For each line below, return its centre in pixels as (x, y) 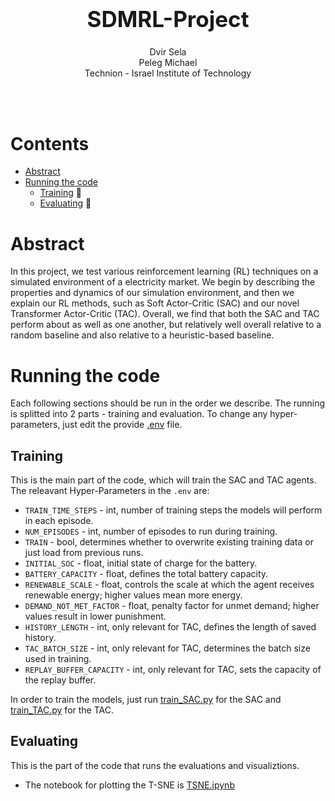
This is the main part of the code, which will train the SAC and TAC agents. (163, 480)
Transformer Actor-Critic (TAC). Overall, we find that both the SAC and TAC (165, 314)
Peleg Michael (168, 63)
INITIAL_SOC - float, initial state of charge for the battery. (141, 563)
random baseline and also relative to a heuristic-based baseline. (142, 335)
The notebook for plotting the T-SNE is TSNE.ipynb (129, 785)
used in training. (58, 659)
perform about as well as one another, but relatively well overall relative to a (166, 325)
